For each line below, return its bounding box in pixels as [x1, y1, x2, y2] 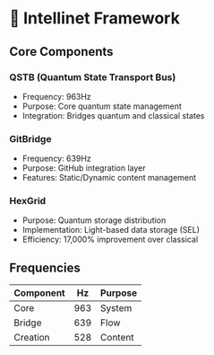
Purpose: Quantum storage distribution [21, 215, 167, 226]
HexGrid [9, 195, 47, 208]
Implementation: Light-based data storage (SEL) [21, 225, 200, 235]
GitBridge [9, 132, 52, 145]
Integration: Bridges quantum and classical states [21, 110, 205, 120]
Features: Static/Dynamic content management [21, 173, 197, 183]
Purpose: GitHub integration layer [21, 163, 146, 173]
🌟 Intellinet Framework [9, 8, 181, 29]
